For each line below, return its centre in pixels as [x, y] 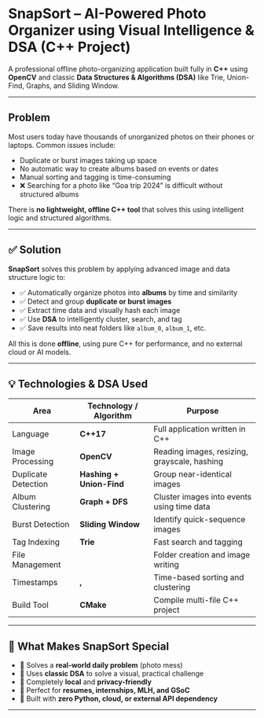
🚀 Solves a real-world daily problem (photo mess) [101, 665]
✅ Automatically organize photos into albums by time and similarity [128, 293]
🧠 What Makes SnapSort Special [89, 646]
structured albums [49, 194]
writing [166, 565]
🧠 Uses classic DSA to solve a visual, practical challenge [112, 674]
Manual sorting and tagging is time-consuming [95, 177]
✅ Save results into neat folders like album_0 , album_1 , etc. [113, 328]
